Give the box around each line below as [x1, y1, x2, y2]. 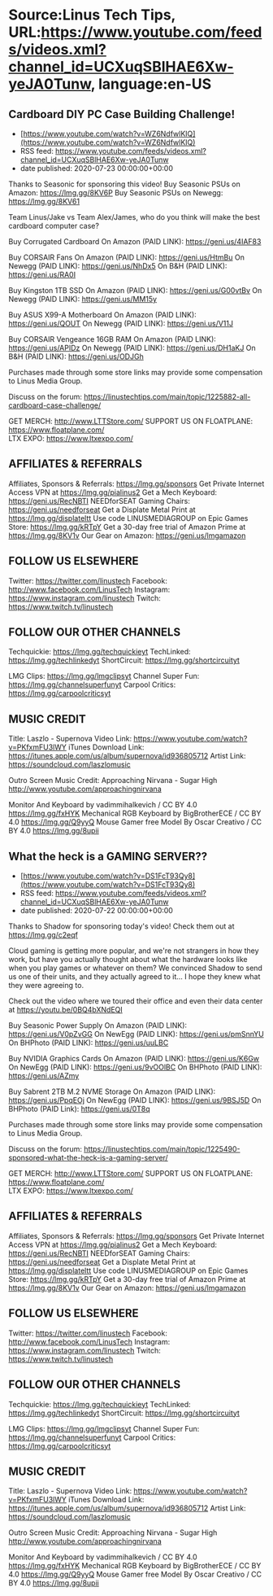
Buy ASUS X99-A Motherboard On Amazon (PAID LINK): [8, 310, 197, 319]
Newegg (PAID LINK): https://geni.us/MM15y [8, 295, 157, 304]
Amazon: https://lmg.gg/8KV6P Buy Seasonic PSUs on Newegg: [8, 188, 223, 197]
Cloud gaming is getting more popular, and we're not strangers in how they [8, 946, 259, 955]
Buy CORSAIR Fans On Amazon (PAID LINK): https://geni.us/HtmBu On [8, 252, 245, 262]
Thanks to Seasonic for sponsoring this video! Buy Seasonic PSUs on [8, 179, 241, 189]
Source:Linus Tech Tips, [8, 6, 176, 24]
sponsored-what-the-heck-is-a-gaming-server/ [8, 1153, 168, 1163]
